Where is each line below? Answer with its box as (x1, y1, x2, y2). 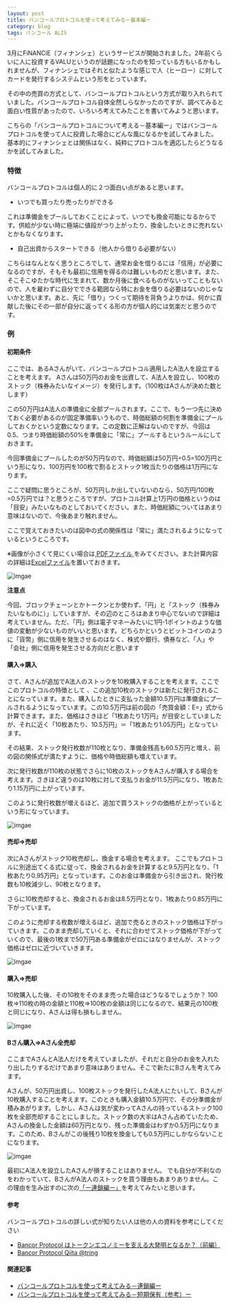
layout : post (7, 10, 45, 17)
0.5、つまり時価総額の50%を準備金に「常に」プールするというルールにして (7, 430, 222, 439)
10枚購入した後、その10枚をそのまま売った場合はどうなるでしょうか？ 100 (7, 991, 218, 999)
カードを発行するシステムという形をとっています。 (7, 75, 151, 83)
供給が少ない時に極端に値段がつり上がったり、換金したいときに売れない (18, 221, 223, 229)
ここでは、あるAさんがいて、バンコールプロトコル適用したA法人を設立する (7, 364, 220, 373)
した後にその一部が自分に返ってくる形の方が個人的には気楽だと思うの (12, 302, 211, 310)
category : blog (7, 23, 51, 30)
